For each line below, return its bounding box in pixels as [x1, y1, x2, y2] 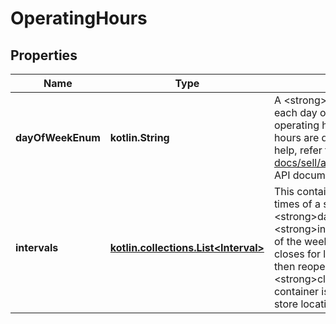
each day [273, 106, 318, 119]
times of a [273, 197, 321, 211]
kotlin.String [109, 131, 170, 144]
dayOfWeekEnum [15, 131, 101, 144]
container [273, 285, 320, 298]
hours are [273, 131, 320, 144]
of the [273, 235, 302, 248]
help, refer [273, 143, 323, 157]
